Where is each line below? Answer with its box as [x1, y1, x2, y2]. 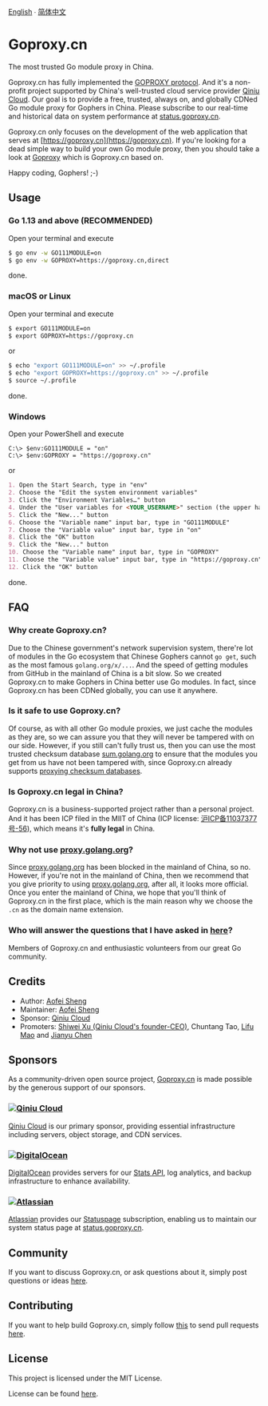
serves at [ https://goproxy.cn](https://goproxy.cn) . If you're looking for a [8, 135, 246, 145]
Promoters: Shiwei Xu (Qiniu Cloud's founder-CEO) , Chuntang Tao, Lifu [19, 1021, 254, 1031]
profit [8, 86, 26, 95]
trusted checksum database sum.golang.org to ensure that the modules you [8, 749, 258, 759]
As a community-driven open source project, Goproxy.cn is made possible [8, 1075, 253, 1084]
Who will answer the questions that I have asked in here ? [8, 925, 233, 936]
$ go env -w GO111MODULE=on [8, 249, 102, 257]
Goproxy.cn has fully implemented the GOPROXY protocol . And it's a [8, 77, 234, 86]
